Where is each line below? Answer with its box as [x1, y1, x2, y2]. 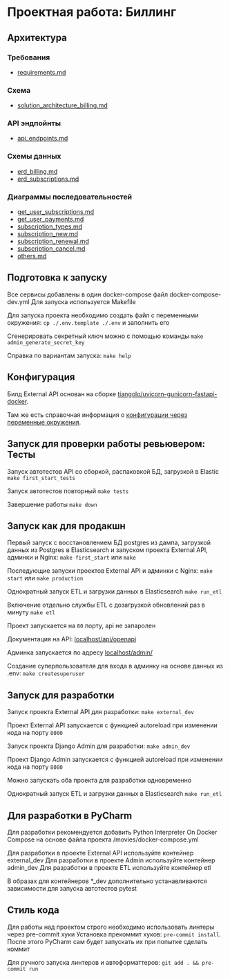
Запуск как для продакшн [7, 520, 126, 532]
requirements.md [17, 68, 66, 76]
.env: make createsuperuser [7, 669, 85, 677]
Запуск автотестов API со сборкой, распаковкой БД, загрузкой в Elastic [7, 467, 220, 475]
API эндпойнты [7, 118, 61, 128]
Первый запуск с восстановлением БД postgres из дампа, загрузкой [7, 538, 211, 547]
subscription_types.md [17, 222, 83, 231]
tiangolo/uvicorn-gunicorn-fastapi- [117, 389, 218, 398]
